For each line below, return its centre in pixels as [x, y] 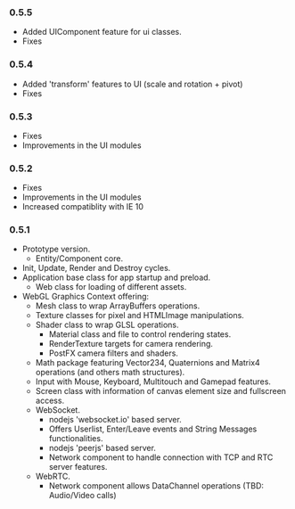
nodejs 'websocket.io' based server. [115, 420]
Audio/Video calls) [83, 496]
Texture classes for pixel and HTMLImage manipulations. [140, 316]
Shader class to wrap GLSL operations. [107, 325]
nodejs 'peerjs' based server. [102, 448]
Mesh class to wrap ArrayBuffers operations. [118, 306]
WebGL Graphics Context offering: [86, 297]
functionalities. [76, 439]
